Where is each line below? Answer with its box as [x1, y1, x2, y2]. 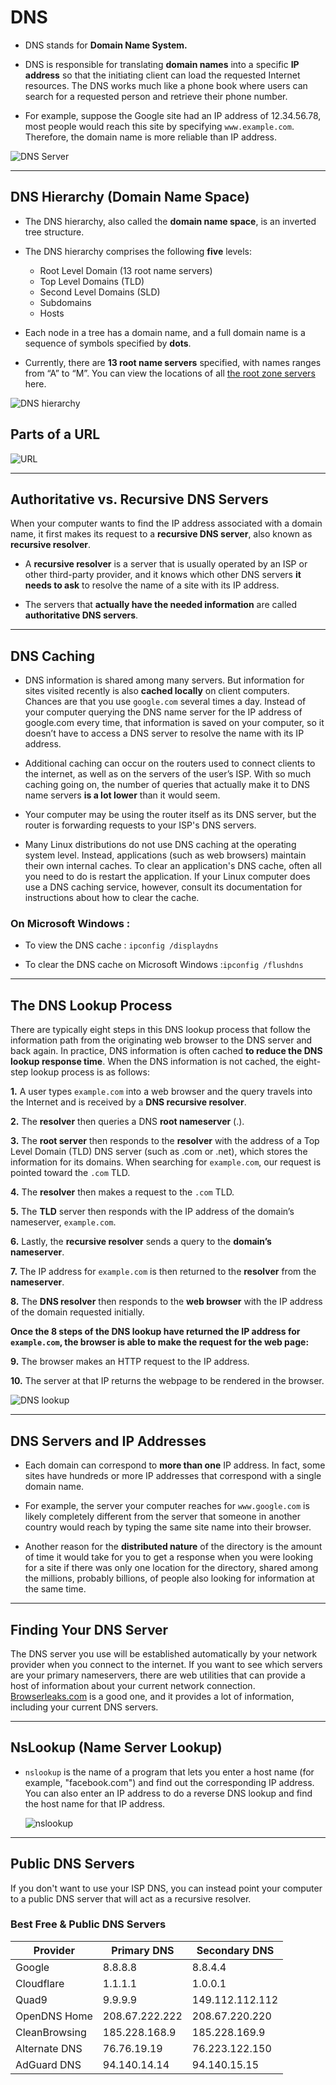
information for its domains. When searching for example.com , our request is [10, 1156, 322, 1168]
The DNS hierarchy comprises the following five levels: [24, 245, 253, 257]
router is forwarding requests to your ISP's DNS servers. [24, 819, 257, 831]
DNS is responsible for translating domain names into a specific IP [24, 58, 300, 70]
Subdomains [39, 296, 92, 308]
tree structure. [24, 226, 85, 238]
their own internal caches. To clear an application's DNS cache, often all [24, 860, 322, 872]
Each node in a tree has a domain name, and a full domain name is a [24, 326, 306, 338]
